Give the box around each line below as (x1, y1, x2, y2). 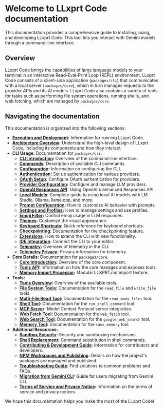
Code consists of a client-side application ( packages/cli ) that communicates (5, 77, 159, 83)
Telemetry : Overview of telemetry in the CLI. (19, 244, 109, 249)
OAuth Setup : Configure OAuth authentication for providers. (19, 176, 141, 182)
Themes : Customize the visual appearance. (19, 218, 108, 224)
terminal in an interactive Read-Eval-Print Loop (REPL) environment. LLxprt (5, 72, 155, 78)
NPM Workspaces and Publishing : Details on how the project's (19, 352, 147, 358)
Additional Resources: (12, 327, 58, 332)
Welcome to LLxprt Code (5, 3, 107, 14)
